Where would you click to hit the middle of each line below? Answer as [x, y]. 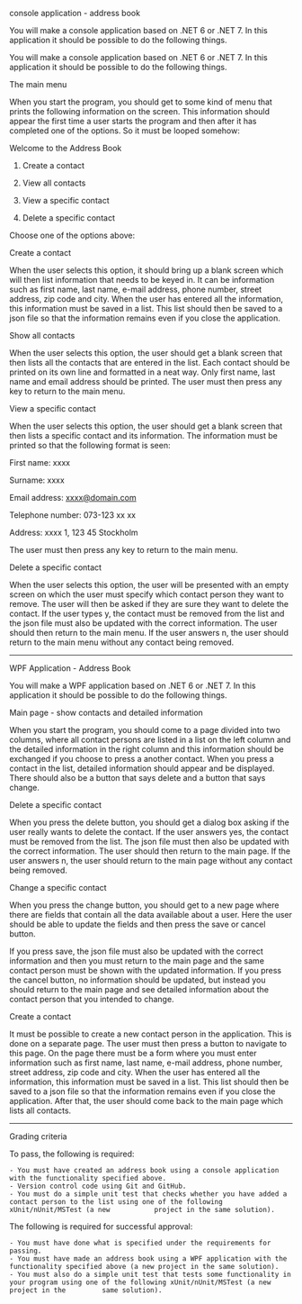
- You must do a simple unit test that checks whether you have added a [148, 1194]
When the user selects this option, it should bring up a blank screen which [147, 270]
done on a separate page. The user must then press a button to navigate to [148, 1043]
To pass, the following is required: [72, 1154]
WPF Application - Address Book [70, 668]
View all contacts [54, 183]
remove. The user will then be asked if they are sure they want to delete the [149, 604]
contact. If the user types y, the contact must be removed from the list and [147, 613]
